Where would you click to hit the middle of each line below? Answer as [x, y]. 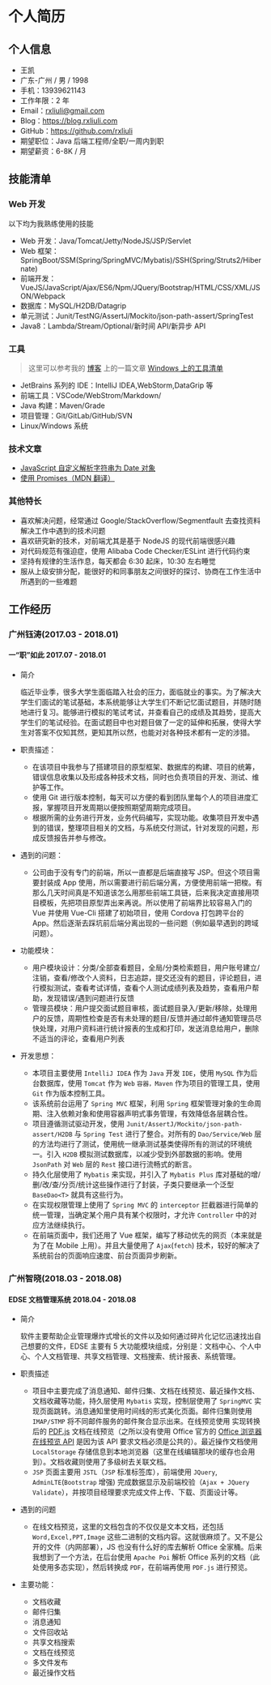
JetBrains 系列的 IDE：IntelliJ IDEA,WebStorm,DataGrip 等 [116, 385]
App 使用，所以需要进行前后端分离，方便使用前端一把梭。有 [163, 883]
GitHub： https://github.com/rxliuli [76, 131]
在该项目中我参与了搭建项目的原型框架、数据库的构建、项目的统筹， [146, 767]
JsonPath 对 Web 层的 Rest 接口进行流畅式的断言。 [114, 1164]
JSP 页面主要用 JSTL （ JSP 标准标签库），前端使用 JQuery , [125, 1472]
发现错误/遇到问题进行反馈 [91, 998]
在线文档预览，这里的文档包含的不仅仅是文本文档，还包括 [128, 1527]
